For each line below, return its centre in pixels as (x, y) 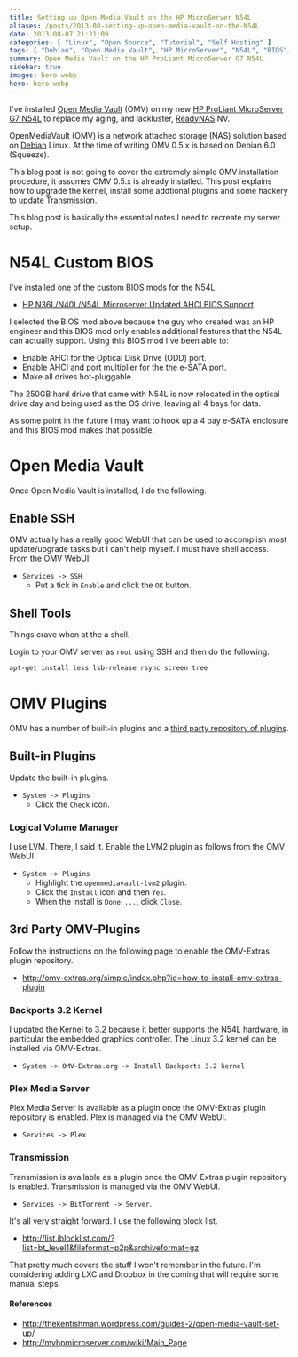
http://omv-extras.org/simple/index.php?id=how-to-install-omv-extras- (152, 978)
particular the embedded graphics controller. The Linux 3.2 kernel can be (143, 1039)
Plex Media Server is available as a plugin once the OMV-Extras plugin (137, 1108)
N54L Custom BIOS (81, 262)
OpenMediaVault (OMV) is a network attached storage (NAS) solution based (148, 135)
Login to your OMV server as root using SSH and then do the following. (140, 652)
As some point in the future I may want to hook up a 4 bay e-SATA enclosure (149, 420)
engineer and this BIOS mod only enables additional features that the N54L (146, 331)
